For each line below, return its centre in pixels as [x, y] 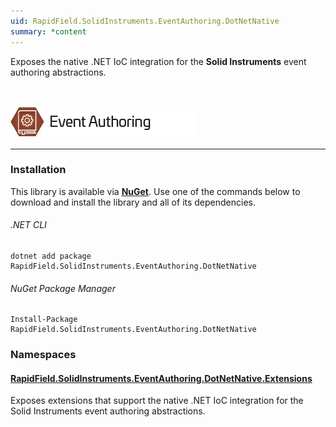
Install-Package [44, 320]
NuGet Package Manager [63, 288]
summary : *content [48, 31]
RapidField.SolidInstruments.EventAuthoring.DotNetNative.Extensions [161, 378]
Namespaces [43, 355]
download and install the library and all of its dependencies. [133, 202]
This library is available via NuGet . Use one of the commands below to [155, 191]
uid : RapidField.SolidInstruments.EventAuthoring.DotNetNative [145, 21]
